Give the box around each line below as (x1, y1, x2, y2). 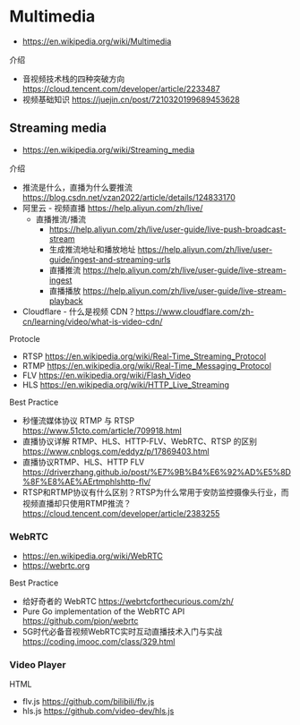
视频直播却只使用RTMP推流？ (21, 498, 132, 508)
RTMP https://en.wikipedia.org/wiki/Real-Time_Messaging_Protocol (21, 360, 271, 371)
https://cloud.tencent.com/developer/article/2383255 (21, 507, 220, 518)
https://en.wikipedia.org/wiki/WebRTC (21, 550, 164, 561)
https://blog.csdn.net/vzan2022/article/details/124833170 (21, 192, 236, 202)
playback (48, 295, 83, 306)
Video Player (9, 658, 66, 670)
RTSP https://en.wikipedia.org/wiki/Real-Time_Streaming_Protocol (21, 351, 267, 362)
